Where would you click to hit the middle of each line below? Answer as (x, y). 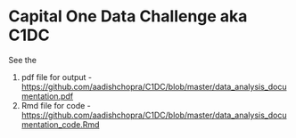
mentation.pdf (47, 96)
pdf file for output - (57, 77)
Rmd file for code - (56, 105)
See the (23, 60)
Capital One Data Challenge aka (128, 16)
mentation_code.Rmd (60, 124)
